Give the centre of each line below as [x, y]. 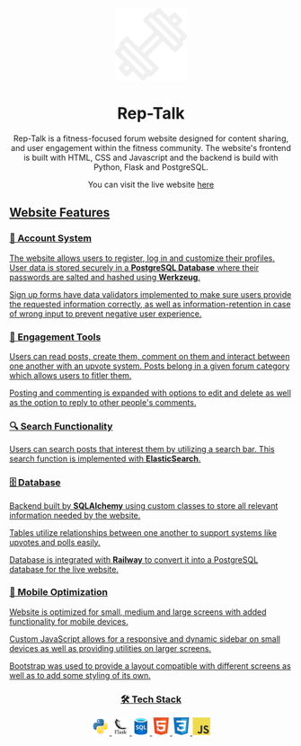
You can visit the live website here [151, 184]
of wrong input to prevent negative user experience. [106, 314]
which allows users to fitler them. [71, 375]
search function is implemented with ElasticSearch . [105, 459]
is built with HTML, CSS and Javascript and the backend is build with [151, 157]
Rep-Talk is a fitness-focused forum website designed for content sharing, [151, 138]
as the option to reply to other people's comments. [103, 402]
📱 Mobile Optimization [58, 592]
